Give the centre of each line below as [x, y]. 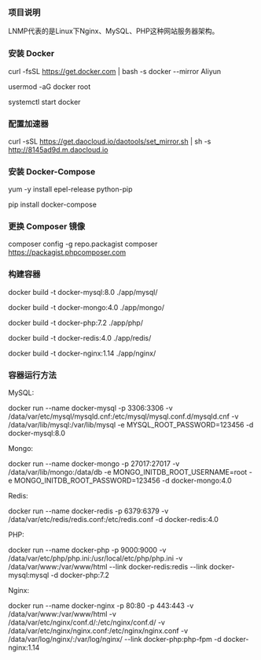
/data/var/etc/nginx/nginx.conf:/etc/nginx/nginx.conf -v [98, 631]
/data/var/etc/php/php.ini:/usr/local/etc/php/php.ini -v [96, 558]
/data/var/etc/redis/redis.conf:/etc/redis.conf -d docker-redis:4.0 [113, 520]
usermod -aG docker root [50, 86]
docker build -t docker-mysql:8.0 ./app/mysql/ [83, 292]
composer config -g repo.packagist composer [83, 244]
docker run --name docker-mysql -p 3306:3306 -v [90, 408]
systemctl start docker [44, 102]
